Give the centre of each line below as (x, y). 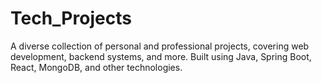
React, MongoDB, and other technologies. (96, 67)
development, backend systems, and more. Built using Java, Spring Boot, (161, 56)
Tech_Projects (71, 18)
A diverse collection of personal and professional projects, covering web (160, 46)
